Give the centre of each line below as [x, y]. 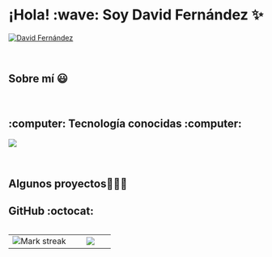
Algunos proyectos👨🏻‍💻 [68, 183]
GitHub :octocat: [51, 211]
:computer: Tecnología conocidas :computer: [125, 124]
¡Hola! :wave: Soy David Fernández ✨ [136, 15]
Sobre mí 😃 [38, 79]
